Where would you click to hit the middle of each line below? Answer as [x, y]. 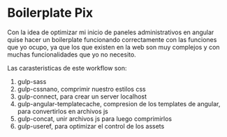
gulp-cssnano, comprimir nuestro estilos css [81, 89]
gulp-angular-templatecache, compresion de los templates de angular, [119, 103]
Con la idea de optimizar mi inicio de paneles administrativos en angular [111, 32]
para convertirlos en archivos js [63, 111]
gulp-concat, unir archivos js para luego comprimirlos [95, 118]
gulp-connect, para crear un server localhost [82, 96]
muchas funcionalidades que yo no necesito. [72, 55]
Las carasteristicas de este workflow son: [67, 68]
